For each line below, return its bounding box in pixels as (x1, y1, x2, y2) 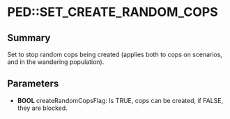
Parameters (7, 78, 59, 90)
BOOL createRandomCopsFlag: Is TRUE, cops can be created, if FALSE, (17, 96, 224, 104)
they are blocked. (17, 104, 68, 112)
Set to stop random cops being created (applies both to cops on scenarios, (7, 50, 223, 58)
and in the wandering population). (7, 58, 105, 66)
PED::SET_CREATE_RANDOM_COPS (7, 4, 218, 20)
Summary (7, 32, 51, 44)
